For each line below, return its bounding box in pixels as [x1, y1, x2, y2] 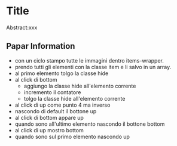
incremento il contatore [23, 88, 81, 96]
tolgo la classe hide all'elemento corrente [23, 95, 126, 102]
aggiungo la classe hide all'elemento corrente [23, 82, 136, 89]
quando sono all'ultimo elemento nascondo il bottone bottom [14, 120, 165, 128]
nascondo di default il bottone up [14, 107, 97, 114]
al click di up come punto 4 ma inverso [14, 101, 111, 108]
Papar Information [6, 41, 75, 51]
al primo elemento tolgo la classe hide [14, 70, 109, 77]
